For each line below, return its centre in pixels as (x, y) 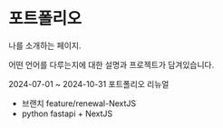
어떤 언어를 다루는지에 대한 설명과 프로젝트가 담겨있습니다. (111, 64)
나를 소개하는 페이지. (45, 45)
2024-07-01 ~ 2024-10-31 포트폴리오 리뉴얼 (89, 84)
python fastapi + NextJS (67, 113)
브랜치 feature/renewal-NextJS (79, 103)
